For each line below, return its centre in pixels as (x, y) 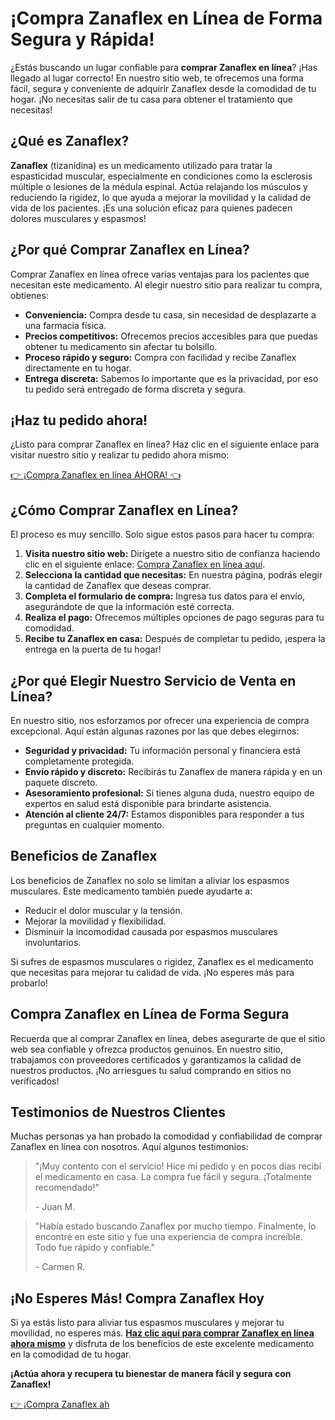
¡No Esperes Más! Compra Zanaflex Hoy (137, 1298)
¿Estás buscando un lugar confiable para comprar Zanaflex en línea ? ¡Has (164, 67)
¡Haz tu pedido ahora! (79, 420)
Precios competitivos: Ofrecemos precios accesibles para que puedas (171, 336)
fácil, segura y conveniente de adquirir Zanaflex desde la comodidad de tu (163, 88)
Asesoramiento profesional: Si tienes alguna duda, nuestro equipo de (169, 793)
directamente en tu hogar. (78, 368)
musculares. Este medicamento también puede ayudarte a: (131, 891)
